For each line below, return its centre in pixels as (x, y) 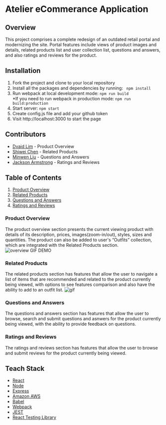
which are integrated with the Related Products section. (62, 245)
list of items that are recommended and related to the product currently (78, 280)
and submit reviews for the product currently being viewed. (66, 353)
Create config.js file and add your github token (60, 113)
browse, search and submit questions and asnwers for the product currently (83, 319)
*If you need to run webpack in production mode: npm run (72, 98)
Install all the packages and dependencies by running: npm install (82, 88)
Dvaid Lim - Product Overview (43, 146)
